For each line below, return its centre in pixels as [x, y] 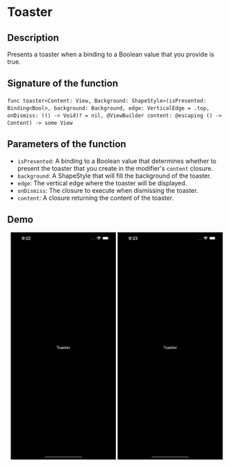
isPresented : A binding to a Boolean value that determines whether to [117, 161]
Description [33, 38]
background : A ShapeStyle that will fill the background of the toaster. [114, 176]
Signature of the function [63, 84]
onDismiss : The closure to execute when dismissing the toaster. [108, 190]
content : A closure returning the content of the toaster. [95, 198]
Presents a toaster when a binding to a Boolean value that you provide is [111, 54]
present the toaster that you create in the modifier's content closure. [115, 168]
